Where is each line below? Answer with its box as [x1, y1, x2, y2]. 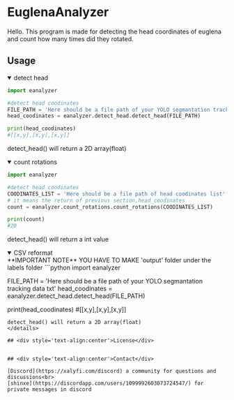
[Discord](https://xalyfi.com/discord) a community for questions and [7, 368, 217, 375]
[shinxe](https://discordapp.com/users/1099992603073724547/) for [7, 380, 204, 387]
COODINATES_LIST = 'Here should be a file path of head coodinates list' [7, 190, 226, 198]
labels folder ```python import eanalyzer [7, 263, 120, 272]
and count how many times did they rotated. [7, 34, 134, 43]
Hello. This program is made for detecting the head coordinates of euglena [7, 27, 221, 36]
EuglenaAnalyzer [7, 4, 109, 20]
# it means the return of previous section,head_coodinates [7, 197, 186, 204]
